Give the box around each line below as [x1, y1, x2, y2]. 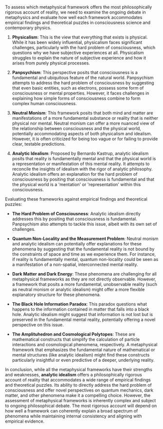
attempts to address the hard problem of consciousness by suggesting [12, 80, 154, 86]
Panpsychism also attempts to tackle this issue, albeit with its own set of [12, 221, 157, 227]
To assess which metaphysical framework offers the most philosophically [5, 4, 152, 10]
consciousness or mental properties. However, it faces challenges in [12, 90, 149, 96]
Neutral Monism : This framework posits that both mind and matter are [12, 110, 153, 116]
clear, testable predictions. [12, 141, 66, 147]
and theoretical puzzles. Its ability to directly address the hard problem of [5, 382, 152, 388]
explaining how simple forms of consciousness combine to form [12, 95, 141, 101]
